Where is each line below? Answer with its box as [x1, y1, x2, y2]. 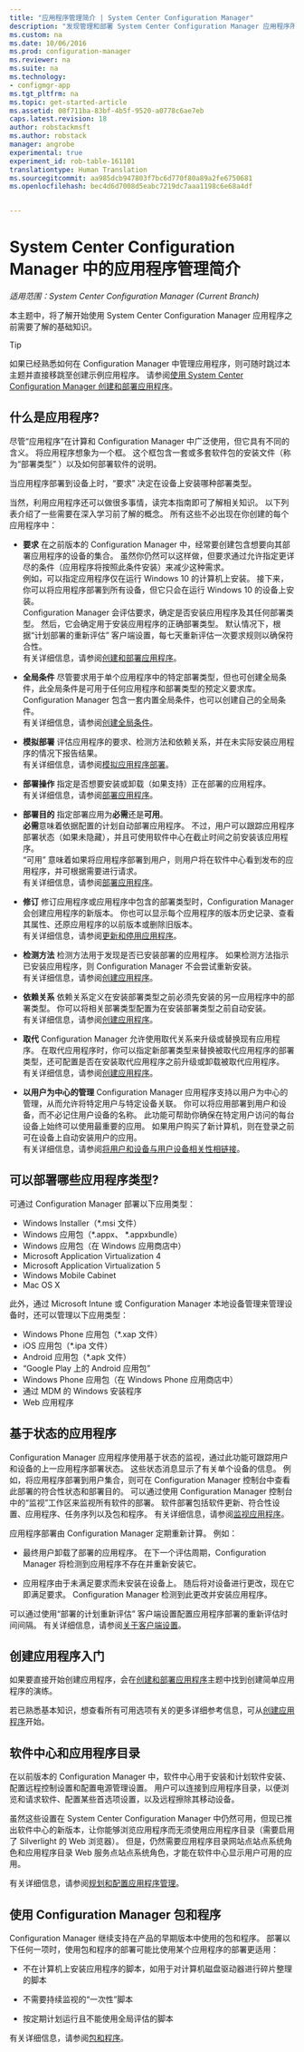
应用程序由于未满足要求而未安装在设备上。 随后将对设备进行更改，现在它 [22, 1578, 295, 1588]
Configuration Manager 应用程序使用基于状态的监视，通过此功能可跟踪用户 [9, 1451, 289, 1462]
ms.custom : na [9, 30, 63, 39]
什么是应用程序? [9, 410, 100, 425]
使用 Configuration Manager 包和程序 [9, 1907, 222, 1922]
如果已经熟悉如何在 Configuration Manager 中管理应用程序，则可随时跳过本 [9, 358, 291, 369]
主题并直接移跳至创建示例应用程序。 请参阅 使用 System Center [9, 369, 244, 381]
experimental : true [9, 148, 83, 157]
